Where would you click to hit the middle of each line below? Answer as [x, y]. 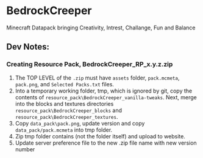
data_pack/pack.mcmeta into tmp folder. [64, 130]
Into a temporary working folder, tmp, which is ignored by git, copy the [104, 91]
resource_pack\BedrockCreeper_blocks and [69, 110]
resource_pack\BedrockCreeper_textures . [66, 116]
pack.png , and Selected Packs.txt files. [65, 84]
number [25, 149]
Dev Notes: [28, 47]
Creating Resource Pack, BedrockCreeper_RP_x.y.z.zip [90, 64]
